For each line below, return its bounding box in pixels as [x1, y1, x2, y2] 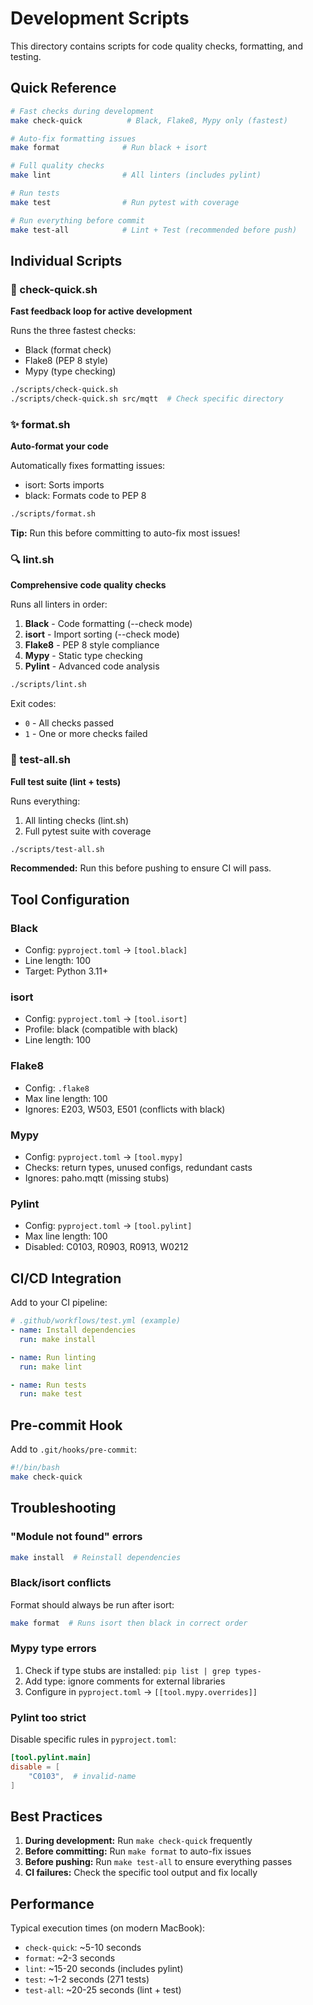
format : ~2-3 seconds [24, 1952, 116, 1964]
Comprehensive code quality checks [10, 579, 167, 591]
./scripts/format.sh [10, 509, 97, 519]
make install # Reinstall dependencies [10, 1552, 182, 1562]
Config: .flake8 [24, 1082, 90, 1094]
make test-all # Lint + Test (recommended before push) [10, 225, 298, 235]
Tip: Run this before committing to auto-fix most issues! [10, 527, 241, 539]
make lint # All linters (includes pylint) [10, 170, 262, 181]
